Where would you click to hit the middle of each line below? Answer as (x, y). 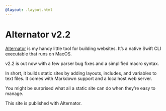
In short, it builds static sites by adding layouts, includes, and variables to (81, 73)
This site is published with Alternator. (44, 103)
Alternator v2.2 (38, 34)
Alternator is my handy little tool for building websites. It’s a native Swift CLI (83, 48)
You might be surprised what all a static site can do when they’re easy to (80, 88)
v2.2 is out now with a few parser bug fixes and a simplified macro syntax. (82, 63)
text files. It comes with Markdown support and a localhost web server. (79, 78)
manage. (14, 93)
